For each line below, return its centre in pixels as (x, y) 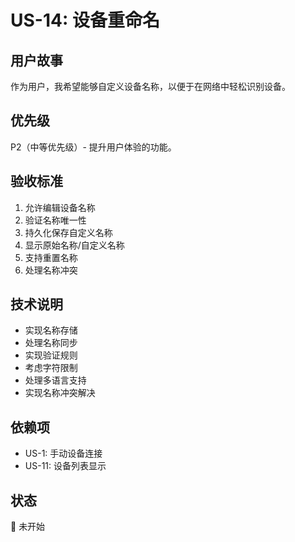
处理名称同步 (51, 343)
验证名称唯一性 (55, 220)
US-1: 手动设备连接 (63, 453)
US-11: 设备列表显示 (65, 466)
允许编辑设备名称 (60, 207)
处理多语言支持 (55, 380)
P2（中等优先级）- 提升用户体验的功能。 (93, 147)
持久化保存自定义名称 (68, 232)
